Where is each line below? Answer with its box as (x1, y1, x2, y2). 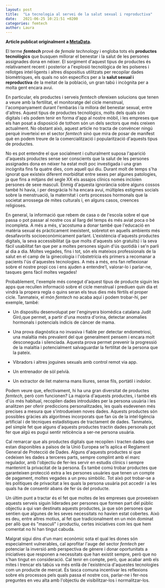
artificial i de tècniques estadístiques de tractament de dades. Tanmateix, (5, 419, 154, 425)
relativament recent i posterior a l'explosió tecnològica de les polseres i (5, 64, 149, 70)
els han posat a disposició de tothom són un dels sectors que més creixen (5, 120, 155, 126)
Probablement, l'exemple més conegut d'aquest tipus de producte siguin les (5, 279, 160, 284)
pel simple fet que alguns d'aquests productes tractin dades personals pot (5, 424, 156, 430)
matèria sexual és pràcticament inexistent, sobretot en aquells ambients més (5, 228, 160, 234)
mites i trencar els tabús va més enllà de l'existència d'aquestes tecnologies (5, 562, 159, 568)
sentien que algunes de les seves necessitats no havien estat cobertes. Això (5, 511, 160, 517)
